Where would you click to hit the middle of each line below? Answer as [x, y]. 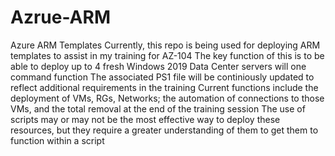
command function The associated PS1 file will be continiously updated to [162, 77]
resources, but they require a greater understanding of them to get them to [164, 130]
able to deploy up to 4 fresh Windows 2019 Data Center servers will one [158, 66]
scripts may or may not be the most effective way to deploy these [145, 119]
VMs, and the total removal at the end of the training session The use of [158, 108]
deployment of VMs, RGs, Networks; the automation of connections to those [167, 98]
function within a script [57, 140]
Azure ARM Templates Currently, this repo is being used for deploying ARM [165, 45]
